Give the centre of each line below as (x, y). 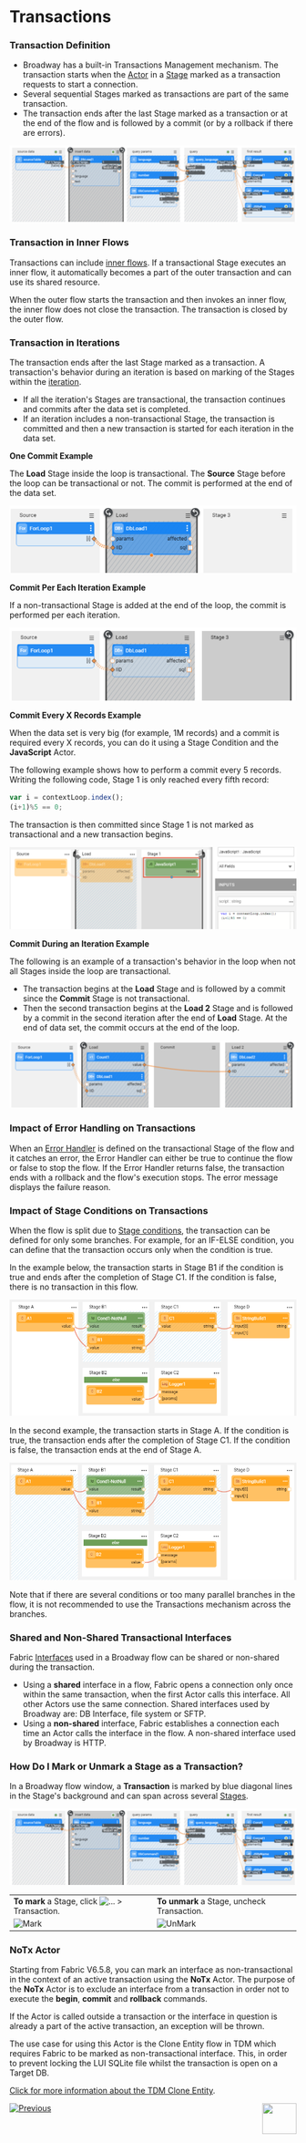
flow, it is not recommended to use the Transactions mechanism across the (150, 1604)
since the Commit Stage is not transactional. (106, 999)
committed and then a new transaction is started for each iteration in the (158, 428)
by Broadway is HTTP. (64, 1743)
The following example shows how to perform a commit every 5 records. (146, 770)
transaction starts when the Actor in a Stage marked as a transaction (151, 75)
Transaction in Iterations (65, 342)
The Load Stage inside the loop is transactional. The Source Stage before (148, 473)
